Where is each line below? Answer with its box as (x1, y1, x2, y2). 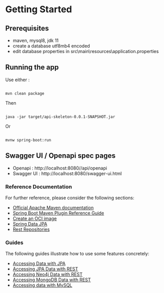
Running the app (5, 63, 59, 72)
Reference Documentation (5, 183, 73, 190)
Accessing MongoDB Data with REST (12, 277, 91, 283)
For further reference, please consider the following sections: (5, 194, 134, 201)
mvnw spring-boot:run (5, 137, 52, 142)
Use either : (5, 77, 30, 83)
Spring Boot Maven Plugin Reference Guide (12, 210, 104, 216)
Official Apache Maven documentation (12, 204, 94, 210)
